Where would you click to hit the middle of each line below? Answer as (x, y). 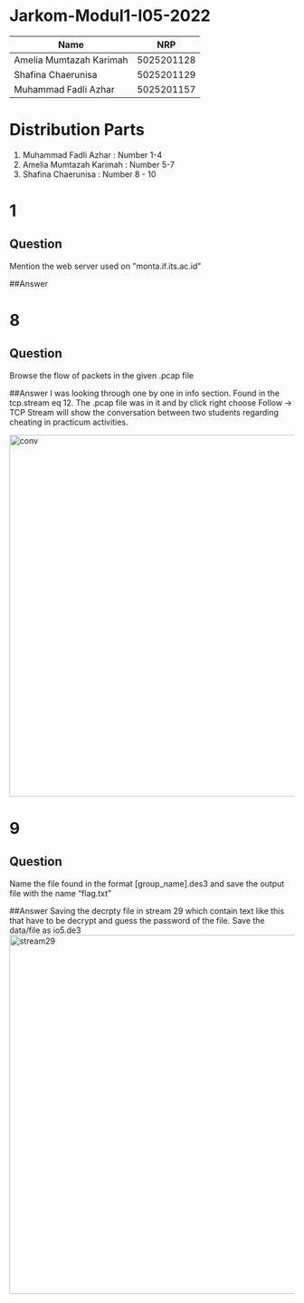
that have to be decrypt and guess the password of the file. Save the (137, 920)
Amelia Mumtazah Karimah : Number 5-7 (98, 164)
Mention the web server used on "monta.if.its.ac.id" (105, 266)
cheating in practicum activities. (69, 422)
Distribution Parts (77, 130)
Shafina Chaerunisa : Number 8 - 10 (89, 174)
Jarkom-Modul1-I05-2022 (110, 16)
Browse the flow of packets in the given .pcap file (102, 375)
